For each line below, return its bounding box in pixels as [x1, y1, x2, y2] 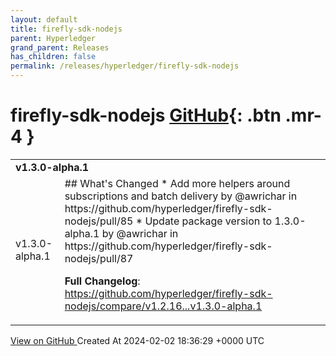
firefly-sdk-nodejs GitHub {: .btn [10, 104, 282, 127]
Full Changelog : [64, 274, 141, 288]
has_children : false [10, 52, 97, 62]
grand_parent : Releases [10, 42, 110, 53]
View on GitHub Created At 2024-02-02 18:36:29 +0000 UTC [10, 334, 265, 346]
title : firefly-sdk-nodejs [10, 24, 123, 34]
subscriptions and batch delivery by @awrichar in [64, 189, 298, 203]
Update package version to [144, 214, 273, 228]
